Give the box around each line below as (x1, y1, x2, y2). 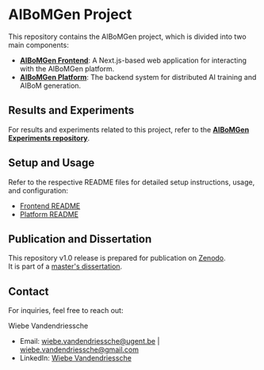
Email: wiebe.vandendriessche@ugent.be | (19, 337, 160, 346)
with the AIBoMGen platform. (19, 63, 115, 73)
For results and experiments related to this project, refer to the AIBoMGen (8, 124, 250, 134)
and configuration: (8, 185, 69, 195)
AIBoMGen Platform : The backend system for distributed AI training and (19, 72, 257, 82)
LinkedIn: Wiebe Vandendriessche (19, 353, 132, 363)
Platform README (19, 209, 79, 219)
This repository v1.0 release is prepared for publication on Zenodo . (8, 254, 226, 263)
